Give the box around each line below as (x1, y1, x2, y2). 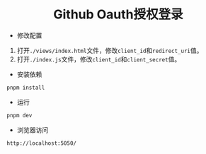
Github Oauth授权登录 (53, 6, 183, 23)
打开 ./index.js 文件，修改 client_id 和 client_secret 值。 (16, 54, 181, 64)
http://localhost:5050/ (6, 139, 77, 147)
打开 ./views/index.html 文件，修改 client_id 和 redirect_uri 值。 (16, 46, 203, 54)
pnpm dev (6, 112, 33, 119)
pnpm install (6, 84, 45, 91)
